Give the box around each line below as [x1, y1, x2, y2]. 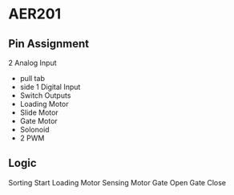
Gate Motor [19, 116, 58, 125]
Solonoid [19, 125, 50, 134]
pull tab [19, 74, 46, 83]
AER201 [8, 5, 62, 23]
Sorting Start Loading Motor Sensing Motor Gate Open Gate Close [8, 177, 227, 187]
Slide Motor [19, 108, 58, 117]
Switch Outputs [19, 91, 71, 100]
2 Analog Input [8, 58, 58, 67]
